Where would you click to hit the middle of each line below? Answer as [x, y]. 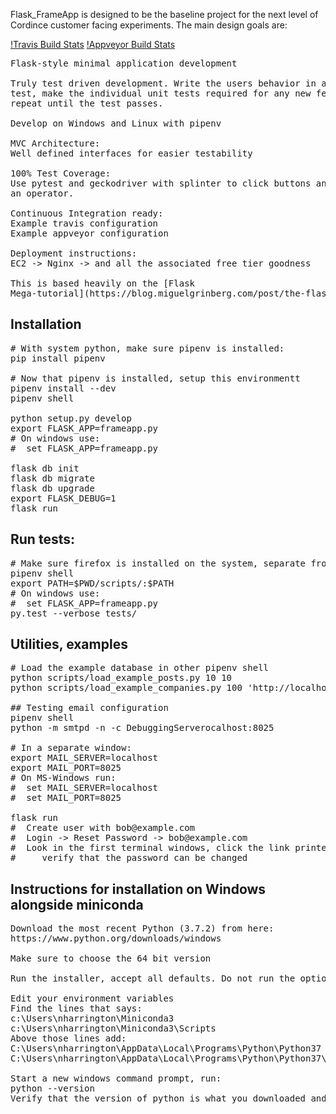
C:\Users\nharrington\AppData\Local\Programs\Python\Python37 [166, 1048]
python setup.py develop [71, 418]
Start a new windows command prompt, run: [116, 1078]
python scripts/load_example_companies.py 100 [126, 688]
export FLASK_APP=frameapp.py [84, 428]
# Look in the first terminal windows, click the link [150, 848]
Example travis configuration [84, 223]
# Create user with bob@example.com [103, 828]
